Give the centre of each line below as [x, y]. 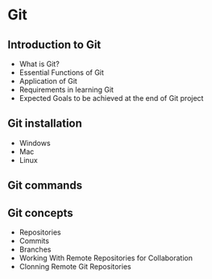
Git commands [45, 186]
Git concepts [40, 212]
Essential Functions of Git [61, 73]
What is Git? [39, 64]
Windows [35, 143]
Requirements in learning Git [67, 90]
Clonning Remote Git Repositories [75, 267]
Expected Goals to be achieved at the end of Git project [111, 98]
